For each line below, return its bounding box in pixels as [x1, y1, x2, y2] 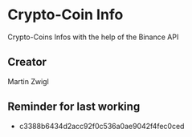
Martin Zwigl [7, 76, 49, 86]
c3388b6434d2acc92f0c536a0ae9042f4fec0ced [18, 121, 185, 131]
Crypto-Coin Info [7, 6, 124, 24]
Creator [7, 55, 47, 69]
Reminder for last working [7, 100, 141, 114]
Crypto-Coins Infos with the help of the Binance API [7, 32, 179, 42]
